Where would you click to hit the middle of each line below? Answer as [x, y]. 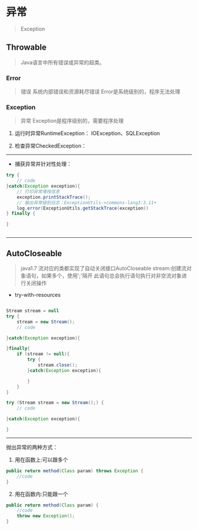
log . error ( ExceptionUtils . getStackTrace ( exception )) [83, 208]
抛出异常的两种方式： [32, 447]
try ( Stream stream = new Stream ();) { [55, 403]
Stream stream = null [33, 311]
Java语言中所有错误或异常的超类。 [62, 62]
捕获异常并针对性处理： [43, 164]
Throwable [27, 48]
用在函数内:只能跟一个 [41, 494]
